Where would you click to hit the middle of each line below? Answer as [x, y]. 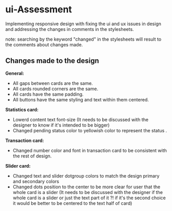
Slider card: [18, 166]
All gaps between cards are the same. [53, 83]
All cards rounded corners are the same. [55, 89]
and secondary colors [36, 181]
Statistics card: [22, 110]
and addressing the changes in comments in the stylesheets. [70, 29]
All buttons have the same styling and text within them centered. [81, 99]
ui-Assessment [39, 10]
